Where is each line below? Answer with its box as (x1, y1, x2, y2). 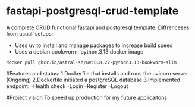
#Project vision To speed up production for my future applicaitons (6, 94, 168, 101)
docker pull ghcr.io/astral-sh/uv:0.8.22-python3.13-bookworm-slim (6, 59, 177, 65)
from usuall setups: (6, 30, 54, 37)
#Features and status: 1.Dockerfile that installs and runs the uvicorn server (6, 70, 188, 77)
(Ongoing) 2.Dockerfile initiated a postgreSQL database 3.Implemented (6, 76, 180, 83)
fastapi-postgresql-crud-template (6, 4, 179, 18)
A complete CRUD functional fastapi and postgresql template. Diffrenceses (6, 24, 190, 31)
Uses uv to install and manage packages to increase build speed (14, 42, 174, 49)
